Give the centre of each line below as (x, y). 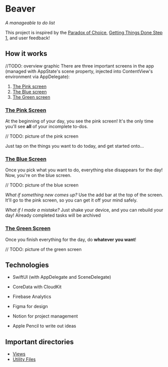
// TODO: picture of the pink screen (42, 136)
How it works (26, 54)
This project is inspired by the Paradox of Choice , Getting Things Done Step (84, 32)
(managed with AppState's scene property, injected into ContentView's (79, 71)
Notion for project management (45, 316)
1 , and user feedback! (28, 38)
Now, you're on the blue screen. (38, 175)
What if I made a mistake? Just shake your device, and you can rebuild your (84, 210)
